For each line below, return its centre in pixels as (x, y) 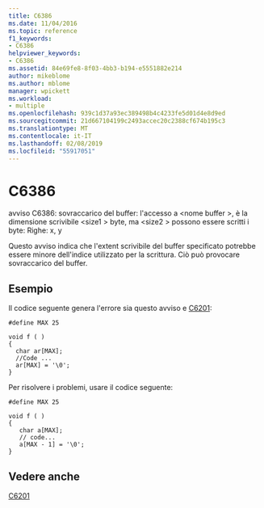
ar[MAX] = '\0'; (43, 365)
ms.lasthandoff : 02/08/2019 (56, 143)
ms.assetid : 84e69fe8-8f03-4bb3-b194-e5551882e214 (95, 69)
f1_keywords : (30, 38)
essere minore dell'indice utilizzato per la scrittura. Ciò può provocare (124, 254)
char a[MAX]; (41, 430)
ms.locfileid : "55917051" (52, 151)
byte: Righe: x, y (35, 230)
